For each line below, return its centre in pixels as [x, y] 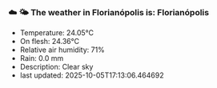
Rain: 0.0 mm [42, 58]
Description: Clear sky [56, 67]
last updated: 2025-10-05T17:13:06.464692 [92, 75]
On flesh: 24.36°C [50, 42]
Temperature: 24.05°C [57, 33]
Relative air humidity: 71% [62, 50]
